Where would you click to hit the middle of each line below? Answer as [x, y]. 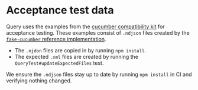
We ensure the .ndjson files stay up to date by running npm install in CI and [99, 74]
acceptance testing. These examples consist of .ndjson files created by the [98, 32]
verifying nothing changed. [39, 81]
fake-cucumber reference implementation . [56, 39]
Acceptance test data [60, 10]
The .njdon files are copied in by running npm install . [80, 50]
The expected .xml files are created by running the [77, 56]
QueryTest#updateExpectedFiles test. [59, 63]
